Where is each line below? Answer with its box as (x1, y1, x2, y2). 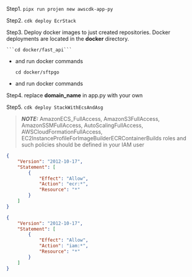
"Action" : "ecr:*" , (38, 181, 88, 187)
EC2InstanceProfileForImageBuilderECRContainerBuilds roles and (21, 135, 187, 142)
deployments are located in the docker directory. (6, 35, 129, 42)
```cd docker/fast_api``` (6, 47, 72, 53)
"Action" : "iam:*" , (38, 243, 88, 249)
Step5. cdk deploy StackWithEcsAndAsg (6, 103, 104, 111)
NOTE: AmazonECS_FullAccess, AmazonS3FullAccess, (21, 115, 160, 122)
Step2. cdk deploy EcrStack (6, 17, 76, 24)
